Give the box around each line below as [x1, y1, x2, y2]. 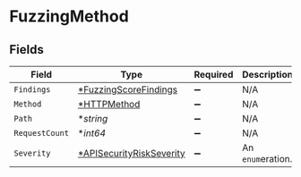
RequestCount [13, 128, 70, 138]
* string [77, 113, 108, 124]
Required [193, 69, 234, 80]
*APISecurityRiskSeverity [77, 147, 185, 159]
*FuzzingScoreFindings [77, 83, 178, 96]
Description [241, 69, 294, 80]
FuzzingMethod [9, 6, 130, 27]
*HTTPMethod [77, 98, 141, 110]
